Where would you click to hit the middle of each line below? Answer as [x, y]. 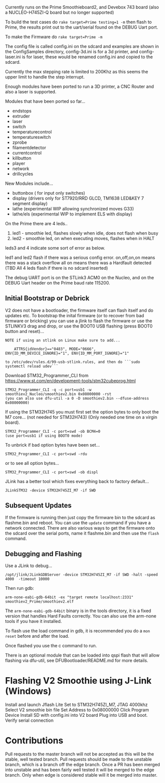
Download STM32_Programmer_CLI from [47, 375]
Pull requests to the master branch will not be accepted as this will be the [80, 754]
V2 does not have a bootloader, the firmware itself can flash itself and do [79, 310]
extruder [21, 116]
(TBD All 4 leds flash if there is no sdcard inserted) [57, 268]
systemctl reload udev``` [32, 366]
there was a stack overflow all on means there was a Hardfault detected [78, 263]
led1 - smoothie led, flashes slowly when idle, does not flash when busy [85, 233]
